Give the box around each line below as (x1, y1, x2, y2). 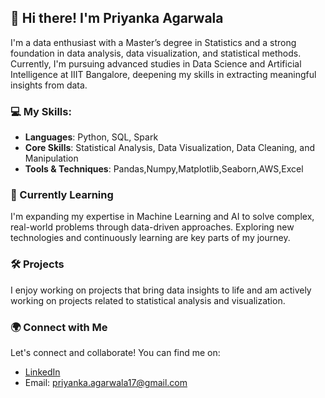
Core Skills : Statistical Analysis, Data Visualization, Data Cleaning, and (24, 142, 316, 154)
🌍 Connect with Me (10, 320, 108, 334)
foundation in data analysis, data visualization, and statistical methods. (10, 47, 302, 59)
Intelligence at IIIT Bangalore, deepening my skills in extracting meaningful (10, 68, 317, 80)
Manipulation (24, 152, 79, 165)
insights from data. (10, 79, 88, 91)
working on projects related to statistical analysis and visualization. (10, 294, 286, 306)
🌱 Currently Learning (10, 188, 114, 202)
